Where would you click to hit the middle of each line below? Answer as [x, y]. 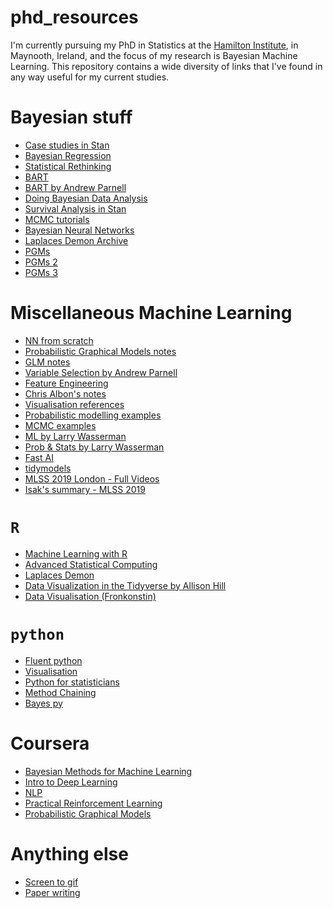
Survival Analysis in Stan [75, 208]
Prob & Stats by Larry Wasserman [94, 447]
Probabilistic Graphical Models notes [100, 351]
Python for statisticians [72, 682]
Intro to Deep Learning [71, 782]
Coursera [50, 743]
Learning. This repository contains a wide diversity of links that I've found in [166, 66]
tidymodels [48, 468]
